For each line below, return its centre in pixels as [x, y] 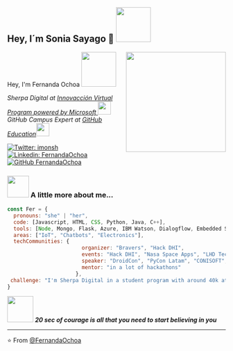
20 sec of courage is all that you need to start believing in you [126, 320]
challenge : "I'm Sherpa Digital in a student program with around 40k [114, 280]
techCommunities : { [42, 242]
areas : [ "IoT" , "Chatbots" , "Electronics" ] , [79, 235]
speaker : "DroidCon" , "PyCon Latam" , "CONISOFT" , [155, 261]
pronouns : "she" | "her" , [51, 215]
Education [22, 133]
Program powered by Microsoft [52, 112]
